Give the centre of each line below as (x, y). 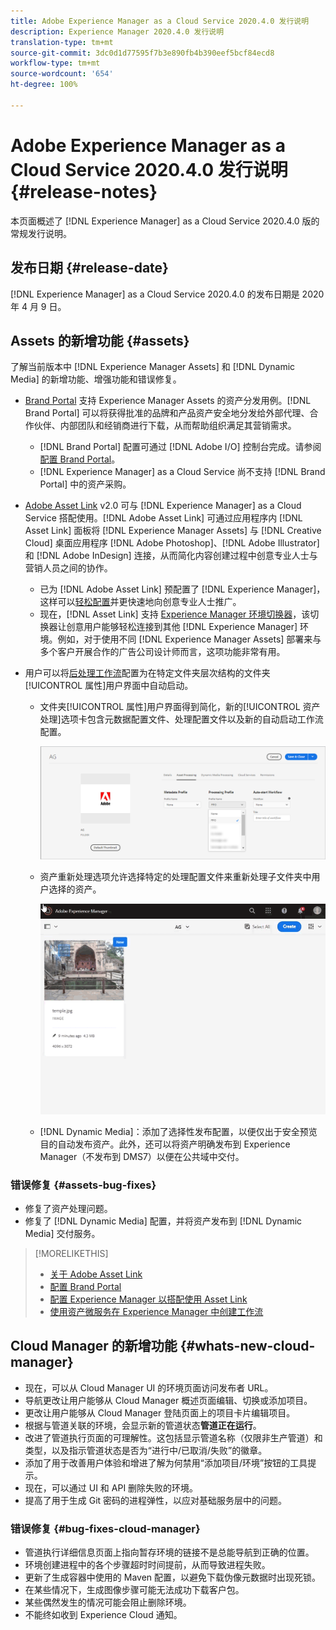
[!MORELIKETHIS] (71, 1253)
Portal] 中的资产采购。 (85, 484)
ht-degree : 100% (44, 85)
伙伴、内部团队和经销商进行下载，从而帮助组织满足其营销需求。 (165, 426)
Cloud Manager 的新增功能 (94, 1346)
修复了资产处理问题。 (68, 1208)
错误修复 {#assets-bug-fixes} (83, 1185)
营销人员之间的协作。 (68, 568)
